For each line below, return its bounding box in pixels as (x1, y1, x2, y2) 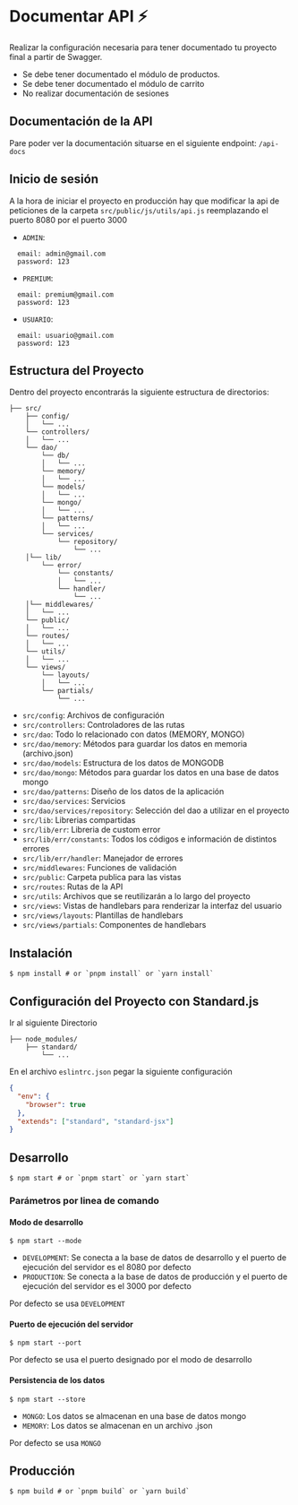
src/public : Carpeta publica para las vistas (21, 872, 182, 883)
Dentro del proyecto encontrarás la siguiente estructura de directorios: (9, 386, 270, 398)
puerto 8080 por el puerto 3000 (9, 214, 128, 225)
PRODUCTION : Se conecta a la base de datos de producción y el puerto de (21, 1271, 288, 1282)
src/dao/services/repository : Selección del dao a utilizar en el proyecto (21, 805, 290, 816)
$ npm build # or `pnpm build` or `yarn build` (9, 1487, 191, 1496)
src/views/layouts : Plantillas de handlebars (21, 910, 183, 921)
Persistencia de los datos (9, 1374, 106, 1385)
